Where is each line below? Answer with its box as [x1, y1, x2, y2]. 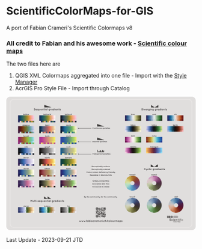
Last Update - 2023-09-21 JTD [6, 236, 83, 244]
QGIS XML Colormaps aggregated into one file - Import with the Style [14, 72, 187, 79]
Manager [14, 78, 38, 85]
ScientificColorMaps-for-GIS [6, 4, 154, 18]
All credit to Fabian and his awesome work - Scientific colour [6, 39, 188, 48]
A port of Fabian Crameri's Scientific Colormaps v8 [6, 24, 133, 31]
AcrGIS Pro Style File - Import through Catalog [14, 85, 130, 92]
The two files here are [6, 60, 61, 67]
